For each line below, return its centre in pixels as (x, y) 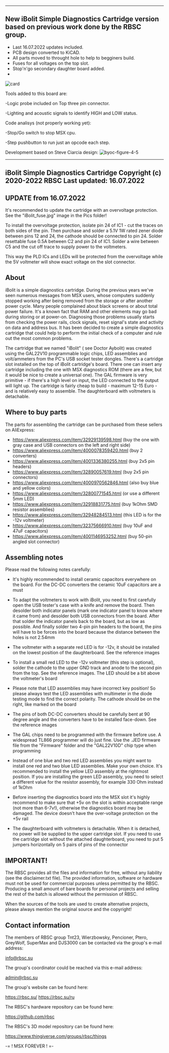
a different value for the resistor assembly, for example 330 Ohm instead (88, 782)
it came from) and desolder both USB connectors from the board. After (86, 616)
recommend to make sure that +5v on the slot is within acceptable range (88, 803)
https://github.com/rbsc (30, 1017)
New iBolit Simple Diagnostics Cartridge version (82, 19)
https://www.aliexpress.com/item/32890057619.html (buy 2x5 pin (81, 472)
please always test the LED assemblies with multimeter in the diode (82, 694)
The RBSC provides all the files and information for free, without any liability (84, 873)
